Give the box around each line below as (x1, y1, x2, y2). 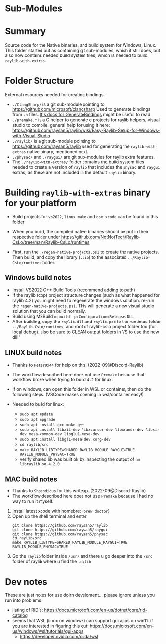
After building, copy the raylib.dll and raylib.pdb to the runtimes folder (12, 318, 161, 324)
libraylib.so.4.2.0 (19, 461, 60, 466)
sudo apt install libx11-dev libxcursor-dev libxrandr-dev (19, 427, 144, 432)
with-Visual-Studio (12, 133, 50, 139)
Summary (5, 26, 46, 37)
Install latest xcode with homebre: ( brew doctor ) (12, 508, 110, 514)
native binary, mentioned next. (27, 149, 89, 155)
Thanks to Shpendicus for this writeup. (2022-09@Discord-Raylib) (12, 488, 146, 494)
